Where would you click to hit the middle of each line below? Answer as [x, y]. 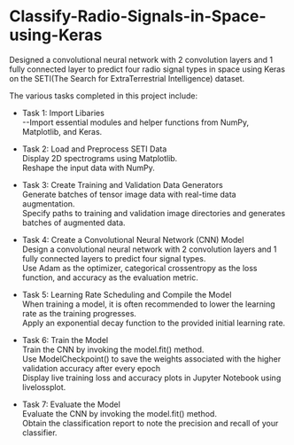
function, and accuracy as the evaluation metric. [110, 277]
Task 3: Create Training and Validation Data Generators [122, 184]
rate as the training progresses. [79, 313]
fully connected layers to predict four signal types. [114, 258]
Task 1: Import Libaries [63, 113]
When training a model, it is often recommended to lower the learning [149, 304]
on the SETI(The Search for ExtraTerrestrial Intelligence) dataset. [127, 78]
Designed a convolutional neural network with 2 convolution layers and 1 [141, 59]
